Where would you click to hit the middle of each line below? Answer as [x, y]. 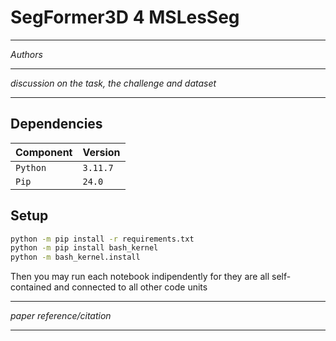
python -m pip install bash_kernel [84, 248]
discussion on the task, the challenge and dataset [113, 83]
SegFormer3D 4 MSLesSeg [125, 17]
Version [101, 152]
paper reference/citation [61, 316]
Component [44, 152]
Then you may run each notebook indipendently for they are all [140, 277]
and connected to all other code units [130, 287]
